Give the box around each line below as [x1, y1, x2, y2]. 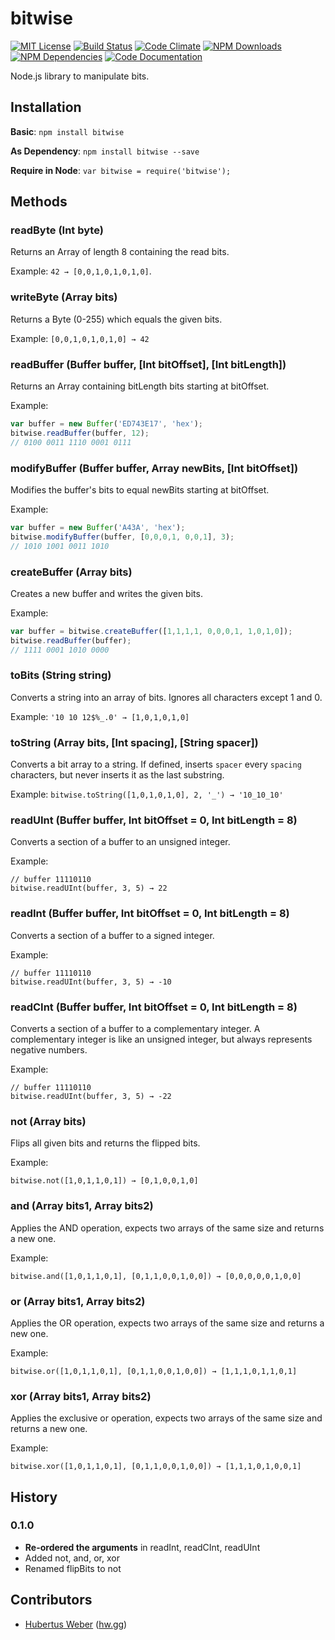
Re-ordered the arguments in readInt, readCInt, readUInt [24, 1541, 261, 1553]
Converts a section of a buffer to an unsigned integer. [10, 836, 231, 848]
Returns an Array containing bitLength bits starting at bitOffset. [10, 380, 270, 392]
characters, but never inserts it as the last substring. [10, 769, 225, 781]
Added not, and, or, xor [24, 1552, 120, 1564]
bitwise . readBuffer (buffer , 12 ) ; [10, 428, 150, 438]
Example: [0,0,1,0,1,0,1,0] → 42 [10, 332, 150, 344]
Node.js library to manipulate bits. [10, 70, 150, 82]
